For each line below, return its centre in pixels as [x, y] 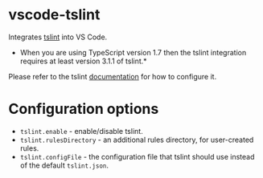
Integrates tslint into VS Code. [58, 37]
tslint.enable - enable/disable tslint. [81, 131]
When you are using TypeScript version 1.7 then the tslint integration [133, 52]
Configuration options [84, 109]
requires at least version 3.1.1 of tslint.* [83, 61]
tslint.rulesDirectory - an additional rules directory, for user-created [137, 140]
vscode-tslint [54, 15]
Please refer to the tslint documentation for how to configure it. [113, 76]
